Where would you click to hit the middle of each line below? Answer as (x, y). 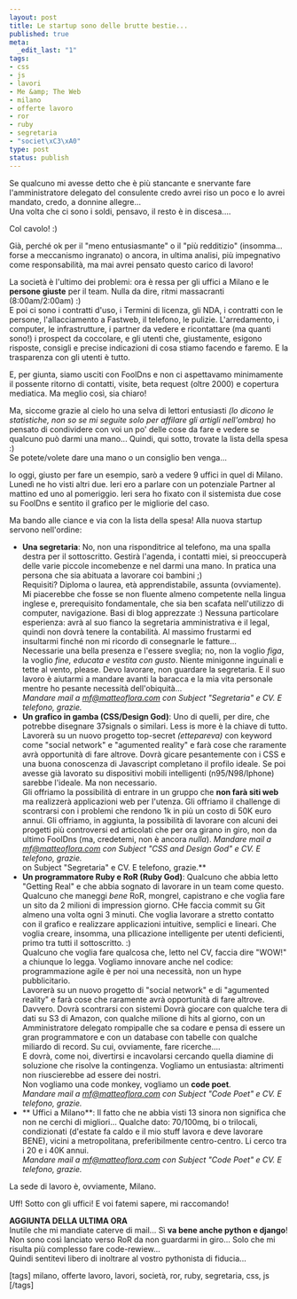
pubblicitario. (46, 980)
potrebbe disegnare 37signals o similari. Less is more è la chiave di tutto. (155, 726)
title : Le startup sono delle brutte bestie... (99, 26)
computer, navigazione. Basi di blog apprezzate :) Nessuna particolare (150, 612)
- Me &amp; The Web (45, 91)
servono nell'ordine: (46, 530)
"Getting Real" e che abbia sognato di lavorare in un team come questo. (153, 886)
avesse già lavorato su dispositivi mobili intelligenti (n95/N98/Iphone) (148, 773)
